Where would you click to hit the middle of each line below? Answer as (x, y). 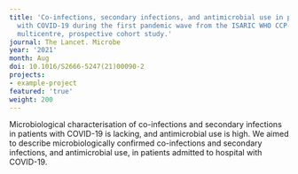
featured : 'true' (41, 91)
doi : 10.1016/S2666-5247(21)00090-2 (77, 67)
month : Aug (29, 58)
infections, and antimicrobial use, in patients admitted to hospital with (136, 153)
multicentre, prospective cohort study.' (95, 34)
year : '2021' (33, 50)
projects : (27, 75)
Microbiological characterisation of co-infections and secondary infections (145, 125)
